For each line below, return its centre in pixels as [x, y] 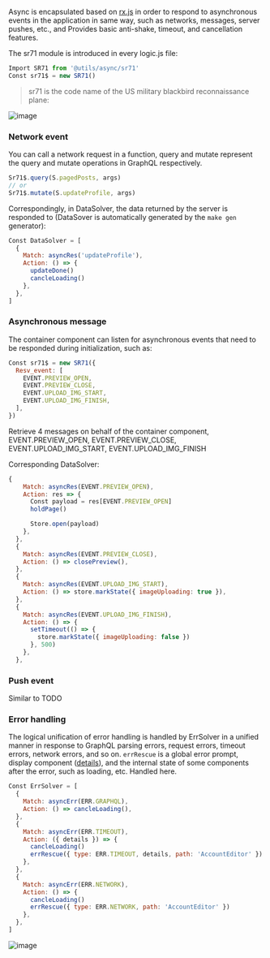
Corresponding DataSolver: [54, 464]
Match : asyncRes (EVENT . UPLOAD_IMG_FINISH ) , [98, 615]
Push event [31, 680]
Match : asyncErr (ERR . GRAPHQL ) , [76, 802]
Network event [39, 136]
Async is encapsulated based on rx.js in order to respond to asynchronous [133, 12]
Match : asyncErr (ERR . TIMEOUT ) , [76, 831]
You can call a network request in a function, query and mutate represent [131, 154]
